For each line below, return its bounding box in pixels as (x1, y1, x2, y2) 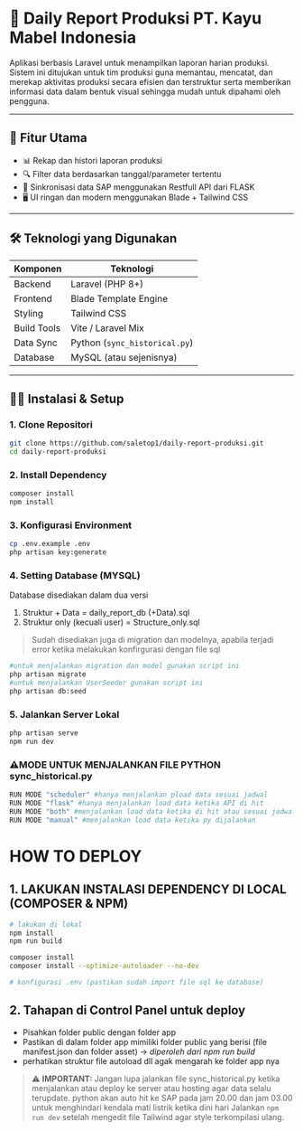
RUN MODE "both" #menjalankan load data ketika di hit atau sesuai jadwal (9, 806, 297, 816)
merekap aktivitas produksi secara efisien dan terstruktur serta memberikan (9, 76, 291, 87)
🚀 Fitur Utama (9, 130, 87, 146)
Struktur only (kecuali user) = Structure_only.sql (22, 617, 200, 627)
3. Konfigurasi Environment (9, 519, 133, 532)
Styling (14, 306, 43, 319)
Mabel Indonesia (9, 27, 137, 48)
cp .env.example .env (9, 540, 91, 549)
